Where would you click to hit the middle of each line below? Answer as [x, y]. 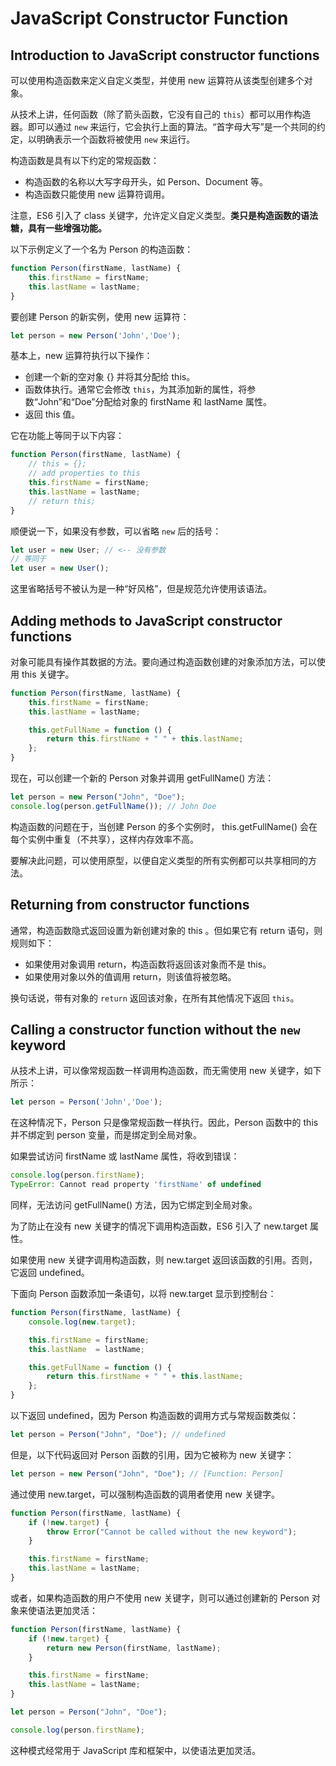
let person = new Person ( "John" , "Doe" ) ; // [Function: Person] [147, 1473]
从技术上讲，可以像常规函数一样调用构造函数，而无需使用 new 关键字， [157, 1071]
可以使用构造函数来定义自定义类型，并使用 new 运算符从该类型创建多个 [157, 80]
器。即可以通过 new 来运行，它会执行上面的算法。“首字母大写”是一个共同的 [163, 126]
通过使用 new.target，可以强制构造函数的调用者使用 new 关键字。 [145, 1494]
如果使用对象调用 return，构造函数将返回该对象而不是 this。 [148, 964]
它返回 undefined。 [50, 1273]
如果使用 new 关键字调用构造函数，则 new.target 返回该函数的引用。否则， [164, 1260]
